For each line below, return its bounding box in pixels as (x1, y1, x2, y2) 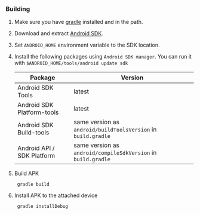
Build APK (14, 170, 39, 177)
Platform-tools (17, 108, 59, 116)
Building (5, 5, 30, 13)
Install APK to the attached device (14, 192, 98, 199)
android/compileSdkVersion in (73, 149, 157, 157)
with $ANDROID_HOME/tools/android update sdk (14, 59, 128, 67)
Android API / (17, 144, 55, 152)
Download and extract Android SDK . (14, 30, 104, 37)
